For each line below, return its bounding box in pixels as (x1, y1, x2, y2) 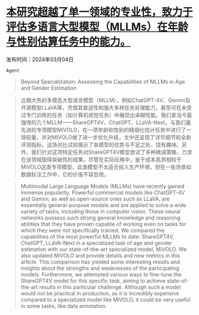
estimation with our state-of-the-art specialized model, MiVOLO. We (20, 246, 187, 253)
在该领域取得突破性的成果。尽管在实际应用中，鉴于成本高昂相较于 (20, 155, 182, 163)
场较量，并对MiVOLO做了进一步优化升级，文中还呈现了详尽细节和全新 (20, 133, 191, 141)
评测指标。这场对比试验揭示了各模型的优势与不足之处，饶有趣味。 (20, 141, 182, 148)
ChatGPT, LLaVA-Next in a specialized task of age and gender (20, 239, 172, 246)
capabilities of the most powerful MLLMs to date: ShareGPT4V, (20, 233, 175, 240)
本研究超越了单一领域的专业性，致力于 (6, 5, 194, 19)
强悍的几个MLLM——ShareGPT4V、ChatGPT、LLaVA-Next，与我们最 (20, 119, 191, 126)
